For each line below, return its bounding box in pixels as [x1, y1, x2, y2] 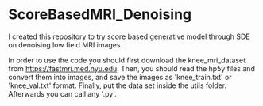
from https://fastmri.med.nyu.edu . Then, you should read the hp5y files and [8, 63, 256, 73]
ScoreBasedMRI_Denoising [8, 6, 192, 24]
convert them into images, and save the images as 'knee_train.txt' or [8, 72, 232, 81]
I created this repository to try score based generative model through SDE [8, 32, 250, 41]
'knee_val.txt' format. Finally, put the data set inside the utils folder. [8, 81, 227, 90]
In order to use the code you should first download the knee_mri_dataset [8, 55, 246, 65]
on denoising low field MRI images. [8, 40, 123, 49]
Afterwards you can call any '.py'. [8, 89, 117, 98]
